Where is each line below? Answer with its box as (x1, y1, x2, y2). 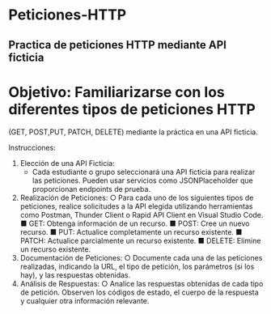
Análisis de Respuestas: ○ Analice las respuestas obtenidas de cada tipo (19, 278, 264, 288)
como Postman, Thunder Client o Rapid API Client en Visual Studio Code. (19, 210, 264, 219)
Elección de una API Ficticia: (19, 158, 115, 168)
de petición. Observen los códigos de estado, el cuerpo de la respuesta (19, 287, 259, 297)
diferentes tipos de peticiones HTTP (8, 100, 256, 118)
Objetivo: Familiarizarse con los (8, 83, 225, 101)
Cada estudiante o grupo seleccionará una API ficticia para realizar (32, 167, 256, 176)
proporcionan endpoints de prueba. (32, 184, 151, 193)
